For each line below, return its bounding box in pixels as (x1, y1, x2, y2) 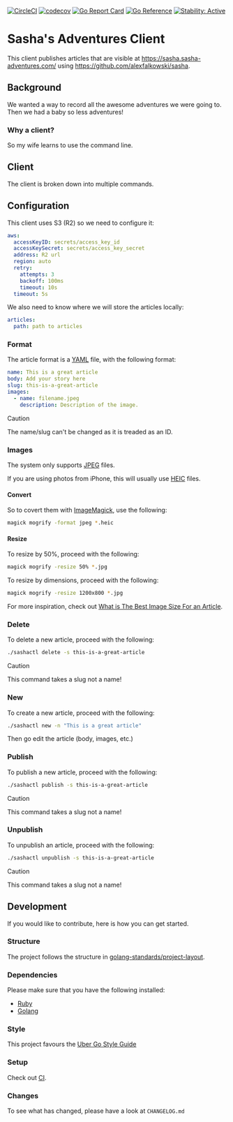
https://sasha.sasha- (142, 54, 201, 62)
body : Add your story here (7, 376, 86, 383)
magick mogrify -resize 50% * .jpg (7, 563, 108, 570)
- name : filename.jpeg (13, 394, 80, 401)
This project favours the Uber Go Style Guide (7, 1040, 137, 1049)
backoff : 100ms (20, 277, 64, 284)
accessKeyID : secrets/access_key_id (13, 238, 120, 246)
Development (7, 901, 68, 913)
